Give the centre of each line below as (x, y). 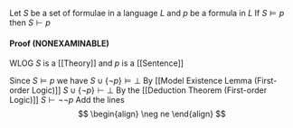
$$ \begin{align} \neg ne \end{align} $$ (152, 114)
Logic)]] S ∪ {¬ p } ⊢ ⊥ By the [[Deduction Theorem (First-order (149, 90)
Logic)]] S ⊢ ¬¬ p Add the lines (67, 100)
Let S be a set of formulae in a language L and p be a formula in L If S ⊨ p (147, 13)
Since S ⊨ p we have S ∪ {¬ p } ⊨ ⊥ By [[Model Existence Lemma (131, 81)
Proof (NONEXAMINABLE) (60, 43)
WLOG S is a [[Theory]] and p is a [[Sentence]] (96, 63)
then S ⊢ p (30, 23)
